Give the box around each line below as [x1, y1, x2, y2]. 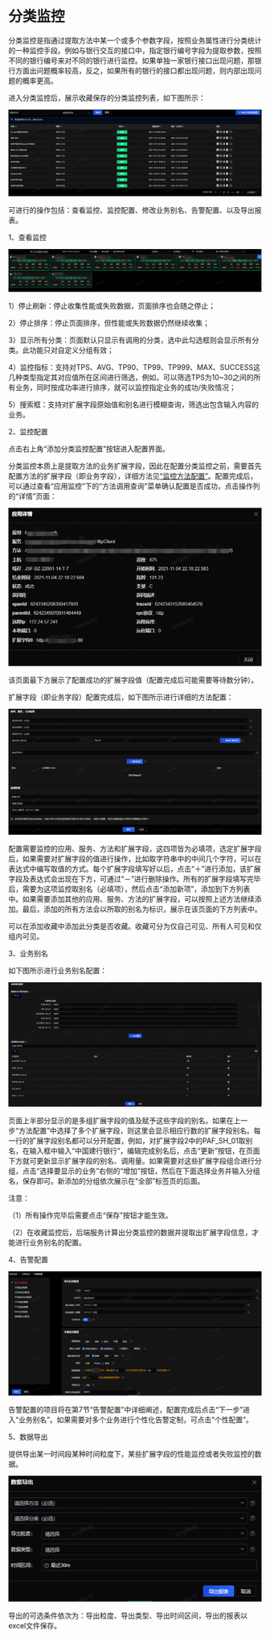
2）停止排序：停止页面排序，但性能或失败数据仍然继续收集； [8, 317, 211, 327]
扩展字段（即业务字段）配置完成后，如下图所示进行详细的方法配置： [8, 692, 234, 702]
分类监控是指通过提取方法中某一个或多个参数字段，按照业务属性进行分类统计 [8, 35, 262, 45]
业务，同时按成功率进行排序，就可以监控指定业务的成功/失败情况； [14, 382, 237, 392]
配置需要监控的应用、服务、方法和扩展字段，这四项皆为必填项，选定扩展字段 [8, 844, 262, 853]
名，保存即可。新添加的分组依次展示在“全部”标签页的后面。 [8, 1176, 205, 1186]
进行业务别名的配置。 [14, 1238, 86, 1247]
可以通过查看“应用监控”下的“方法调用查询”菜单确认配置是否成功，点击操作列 [8, 481, 260, 491]
